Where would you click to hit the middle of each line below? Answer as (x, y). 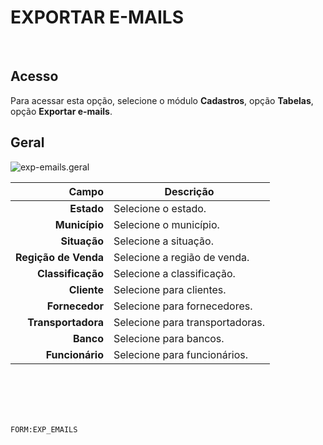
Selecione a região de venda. (181, 257)
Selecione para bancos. (169, 338)
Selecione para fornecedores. (183, 306)
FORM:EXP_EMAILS (44, 429)
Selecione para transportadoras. (189, 322)
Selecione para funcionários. (181, 354)
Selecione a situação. (163, 241)
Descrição (189, 191)
